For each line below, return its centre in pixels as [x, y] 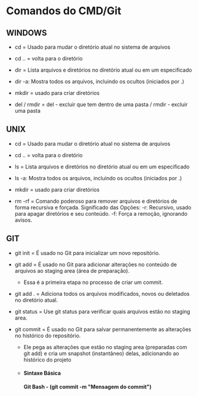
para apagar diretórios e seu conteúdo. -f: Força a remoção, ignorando [101, 213]
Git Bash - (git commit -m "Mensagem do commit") [87, 387]
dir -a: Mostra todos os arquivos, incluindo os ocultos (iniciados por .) [99, 82]
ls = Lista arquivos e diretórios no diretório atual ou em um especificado [102, 167]
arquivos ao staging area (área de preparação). [72, 270]
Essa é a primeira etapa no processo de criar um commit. [93, 282]
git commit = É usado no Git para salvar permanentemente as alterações [103, 329]
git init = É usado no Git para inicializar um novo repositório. [87, 253]
